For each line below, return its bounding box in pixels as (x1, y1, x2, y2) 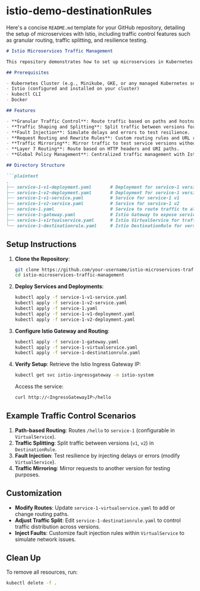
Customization (6, 488, 62, 498)
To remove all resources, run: (6, 568, 78, 576)
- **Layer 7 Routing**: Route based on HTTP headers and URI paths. (6, 146, 180, 152)
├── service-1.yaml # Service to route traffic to (6, 207, 187, 212)
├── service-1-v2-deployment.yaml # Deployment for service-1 (6, 189, 180, 196)
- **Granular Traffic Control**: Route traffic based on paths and (6, 118, 177, 124)
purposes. (14, 471, 40, 478)
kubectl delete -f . (6, 580, 58, 586)
